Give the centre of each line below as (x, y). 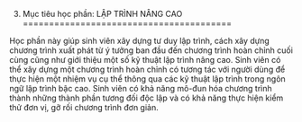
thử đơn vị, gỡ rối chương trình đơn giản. (84, 107)
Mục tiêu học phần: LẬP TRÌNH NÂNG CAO (102, 14)
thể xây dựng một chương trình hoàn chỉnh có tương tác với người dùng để (147, 69)
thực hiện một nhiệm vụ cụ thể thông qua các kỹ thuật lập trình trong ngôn (147, 79)
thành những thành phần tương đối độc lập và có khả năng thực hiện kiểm (146, 98)
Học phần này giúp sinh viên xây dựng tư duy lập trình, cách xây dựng (140, 41)
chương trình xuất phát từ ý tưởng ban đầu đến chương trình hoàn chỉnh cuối (151, 50)
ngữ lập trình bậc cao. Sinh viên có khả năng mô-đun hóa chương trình (141, 88)
